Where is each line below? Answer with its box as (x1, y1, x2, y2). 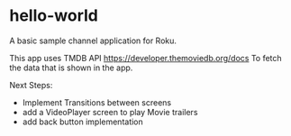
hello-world (9, 5, 99, 26)
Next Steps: (9, 79, 53, 90)
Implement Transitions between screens (22, 96, 172, 108)
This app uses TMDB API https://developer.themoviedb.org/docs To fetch (9, 52, 282, 63)
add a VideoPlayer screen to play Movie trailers (22, 106, 198, 117)
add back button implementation (22, 116, 144, 127)
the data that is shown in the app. (9, 62, 133, 73)
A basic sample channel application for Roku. (9, 35, 177, 46)
